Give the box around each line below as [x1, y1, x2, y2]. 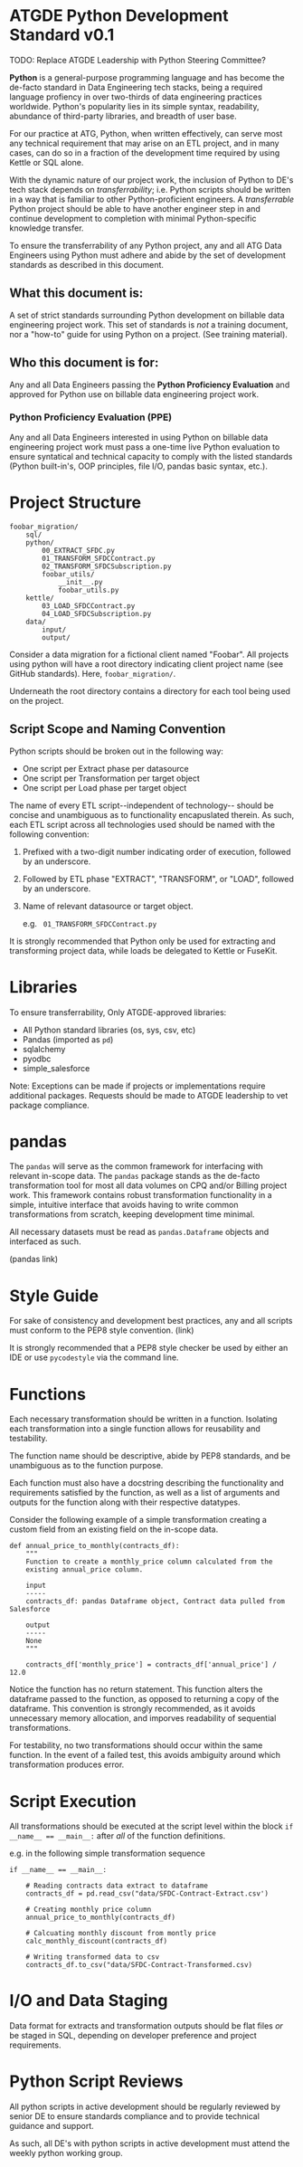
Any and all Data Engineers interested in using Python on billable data [9, 432, 269, 442]
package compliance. [9, 1099, 90, 1110]
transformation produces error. [9, 1759, 125, 1770]
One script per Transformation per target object [22, 773, 201, 784]
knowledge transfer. [9, 223, 84, 233]
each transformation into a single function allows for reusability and [9, 1423, 260, 1434]
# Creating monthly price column [25, 1906, 152, 1915]
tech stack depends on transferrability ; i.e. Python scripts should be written [9, 184, 291, 195]
